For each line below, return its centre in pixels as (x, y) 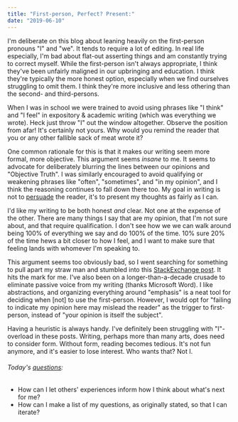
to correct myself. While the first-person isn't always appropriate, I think (113, 63)
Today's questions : (36, 367)
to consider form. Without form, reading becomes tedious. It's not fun (109, 343)
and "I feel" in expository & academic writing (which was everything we (112, 115)
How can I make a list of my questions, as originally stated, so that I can (122, 404)
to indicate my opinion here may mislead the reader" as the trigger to (108, 307)
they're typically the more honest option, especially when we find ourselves (118, 78)
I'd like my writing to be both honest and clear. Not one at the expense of (114, 210)
